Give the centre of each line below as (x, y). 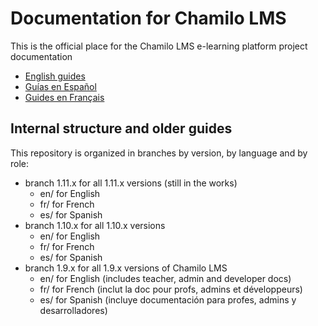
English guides (55, 76)
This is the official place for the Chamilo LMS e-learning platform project (159, 46)
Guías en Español (60, 86)
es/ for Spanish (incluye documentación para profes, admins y (168, 299)
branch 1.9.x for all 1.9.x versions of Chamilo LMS (126, 268)
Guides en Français (64, 97)
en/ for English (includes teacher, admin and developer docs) (165, 278)
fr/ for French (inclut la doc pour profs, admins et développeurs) (171, 289)
